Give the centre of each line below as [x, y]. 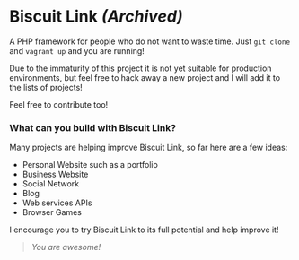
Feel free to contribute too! [59, 104]
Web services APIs [57, 203]
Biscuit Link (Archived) [96, 17]
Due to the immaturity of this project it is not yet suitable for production [141, 68]
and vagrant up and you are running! [77, 50]
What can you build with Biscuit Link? [93, 127]
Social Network [51, 184]
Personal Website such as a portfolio [90, 165]
